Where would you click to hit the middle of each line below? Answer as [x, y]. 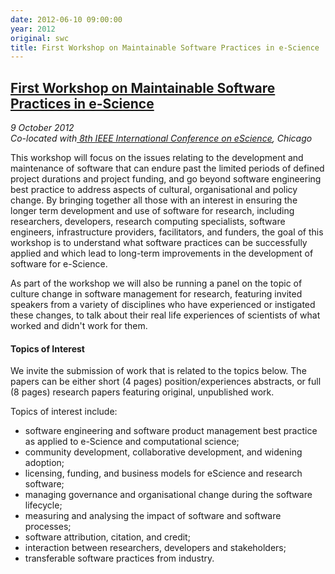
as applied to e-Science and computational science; [132, 442]
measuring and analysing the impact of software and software [153, 516]
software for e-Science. [59, 264]
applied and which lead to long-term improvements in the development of [162, 253]
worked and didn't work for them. [79, 326]
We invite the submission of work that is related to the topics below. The [158, 371]
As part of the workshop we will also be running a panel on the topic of [156, 283]
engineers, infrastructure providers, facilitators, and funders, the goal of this [167, 232]
